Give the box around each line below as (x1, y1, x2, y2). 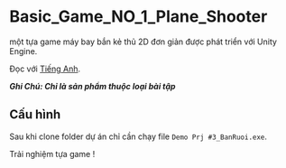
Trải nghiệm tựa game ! (9, 148, 96, 159)
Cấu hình (9, 107, 61, 123)
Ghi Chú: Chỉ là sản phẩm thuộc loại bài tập (9, 80, 176, 91)
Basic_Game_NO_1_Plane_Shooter (9, 6, 268, 27)
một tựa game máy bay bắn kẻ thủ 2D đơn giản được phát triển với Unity (9, 36, 278, 47)
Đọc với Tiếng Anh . (9, 63, 81, 74)
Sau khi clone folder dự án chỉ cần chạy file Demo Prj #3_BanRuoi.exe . (9, 131, 268, 142)
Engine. (9, 45, 38, 56)
